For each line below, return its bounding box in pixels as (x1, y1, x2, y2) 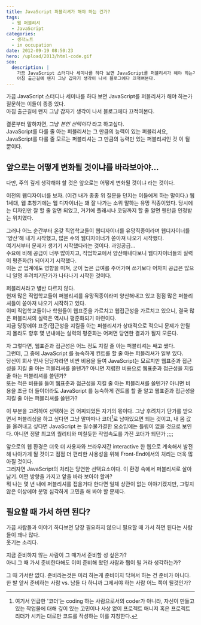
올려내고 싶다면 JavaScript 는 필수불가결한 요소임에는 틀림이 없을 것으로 (12, 423, 181, 430)
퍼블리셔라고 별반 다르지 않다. (6, 284, 75, 292)
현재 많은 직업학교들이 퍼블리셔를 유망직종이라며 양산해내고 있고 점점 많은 (6, 292, 178, 299)
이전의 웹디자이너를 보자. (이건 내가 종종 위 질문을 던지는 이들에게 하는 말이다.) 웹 (6, 192, 195, 199)
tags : (6, 14, 20, 20)
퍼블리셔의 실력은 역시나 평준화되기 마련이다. (12, 314, 117, 321)
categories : (6, 31, 36, 37)
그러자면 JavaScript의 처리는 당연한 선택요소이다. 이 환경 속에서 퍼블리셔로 (6, 465, 181, 472)
